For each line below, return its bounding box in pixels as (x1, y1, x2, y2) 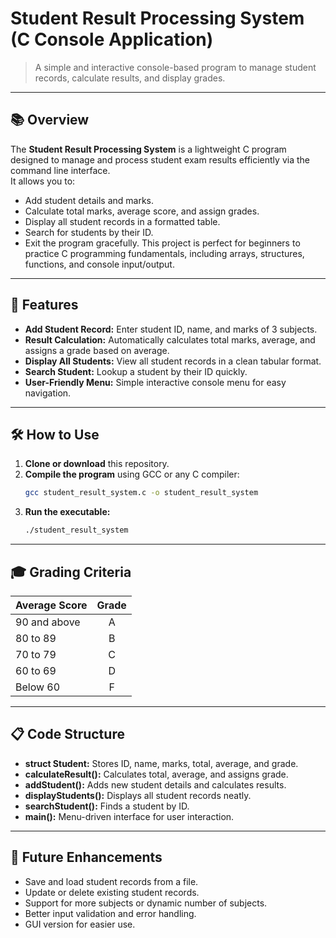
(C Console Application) (10, 28, 214, 51)
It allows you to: (10, 175, 76, 187)
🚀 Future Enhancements (10, 849, 163, 866)
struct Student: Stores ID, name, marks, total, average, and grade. (24, 757, 299, 769)
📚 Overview (10, 112, 90, 129)
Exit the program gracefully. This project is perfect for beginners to (24, 237, 301, 249)
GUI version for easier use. (24, 918, 136, 930)
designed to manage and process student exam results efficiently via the (10, 153, 310, 166)
